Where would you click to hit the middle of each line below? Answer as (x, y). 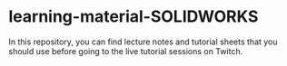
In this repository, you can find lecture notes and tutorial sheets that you (143, 42)
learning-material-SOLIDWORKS (134, 17)
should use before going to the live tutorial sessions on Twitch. (126, 51)
